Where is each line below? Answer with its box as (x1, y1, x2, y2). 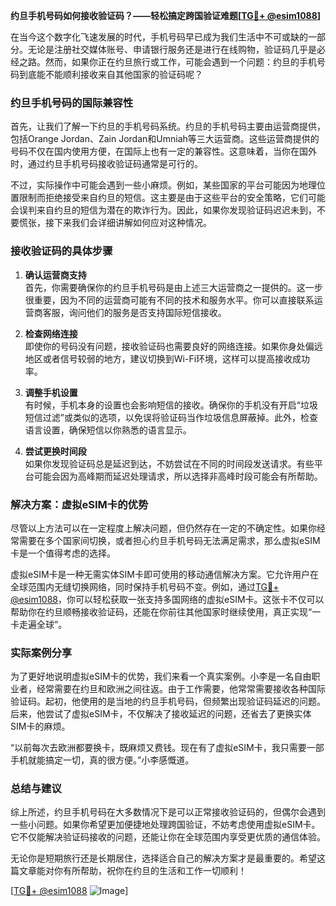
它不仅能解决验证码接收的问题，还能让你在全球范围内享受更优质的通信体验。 (10, 831, 326, 843)
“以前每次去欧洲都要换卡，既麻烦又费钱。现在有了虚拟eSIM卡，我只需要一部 (10, 742, 325, 754)
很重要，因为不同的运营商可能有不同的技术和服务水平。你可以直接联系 (24, 294, 315, 306)
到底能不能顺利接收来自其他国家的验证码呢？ (18, 69, 203, 80)
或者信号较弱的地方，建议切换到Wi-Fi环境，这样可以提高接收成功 (42, 352, 311, 364)
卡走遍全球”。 (10, 618, 68, 630)
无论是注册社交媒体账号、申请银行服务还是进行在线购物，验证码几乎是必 (27, 44, 326, 55)
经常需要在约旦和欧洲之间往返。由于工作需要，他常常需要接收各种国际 (36, 683, 326, 695)
